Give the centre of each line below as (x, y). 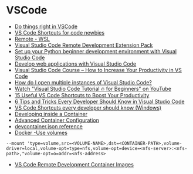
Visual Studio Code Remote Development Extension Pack (84, 45)
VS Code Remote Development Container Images (74, 164)
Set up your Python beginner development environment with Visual (96, 51)
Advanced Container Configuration (57, 120)
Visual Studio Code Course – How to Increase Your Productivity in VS (98, 70)
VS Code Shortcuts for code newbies (59, 32)
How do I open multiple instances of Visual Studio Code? (83, 82)
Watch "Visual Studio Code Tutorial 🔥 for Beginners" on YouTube (93, 88)
